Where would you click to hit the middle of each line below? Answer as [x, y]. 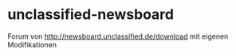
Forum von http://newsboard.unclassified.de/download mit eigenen [118, 36]
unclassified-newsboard [91, 15]
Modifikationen [32, 44]
